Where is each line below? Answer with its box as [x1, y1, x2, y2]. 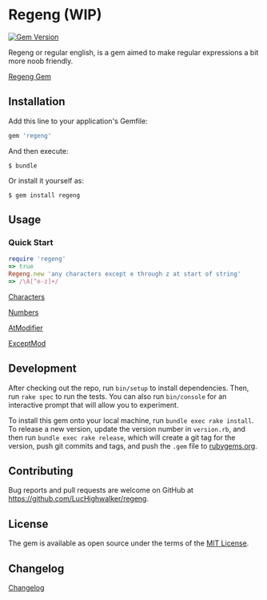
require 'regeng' [8, 255, 66, 264]
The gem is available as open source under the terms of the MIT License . [8, 538, 249, 548]
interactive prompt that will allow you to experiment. [8, 400, 179, 409]
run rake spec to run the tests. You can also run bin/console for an [8, 391, 227, 401]
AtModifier [8, 323, 43, 332]
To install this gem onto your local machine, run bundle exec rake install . [8, 415, 254, 425]
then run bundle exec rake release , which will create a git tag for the [8, 433, 236, 442]
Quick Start [8, 236, 54, 248]
